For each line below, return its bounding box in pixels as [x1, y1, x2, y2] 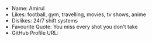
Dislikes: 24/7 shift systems [11, 17, 78, 24]
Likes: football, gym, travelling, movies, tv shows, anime [11, 11, 146, 18]
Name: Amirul [11, 5, 45, 12]
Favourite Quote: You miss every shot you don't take [11, 23, 139, 30]
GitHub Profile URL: [11, 29, 59, 36]
